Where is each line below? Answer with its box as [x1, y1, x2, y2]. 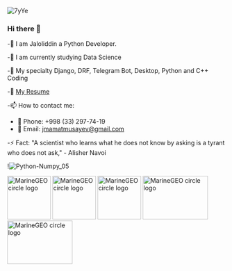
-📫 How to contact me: [7, 101, 75, 110]
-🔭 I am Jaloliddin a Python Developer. [7, 40, 117, 48]
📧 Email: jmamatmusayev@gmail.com [17, 125, 125, 133]
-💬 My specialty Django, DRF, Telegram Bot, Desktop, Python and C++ [7, 67, 209, 75]
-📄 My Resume [7, 88, 50, 96]
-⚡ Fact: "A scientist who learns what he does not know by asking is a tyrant [7, 139, 225, 147]
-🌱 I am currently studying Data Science [7, 53, 122, 62]
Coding [7, 74, 28, 83]
